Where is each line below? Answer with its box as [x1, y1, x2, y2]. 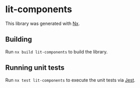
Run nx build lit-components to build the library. [5, 48, 108, 54]
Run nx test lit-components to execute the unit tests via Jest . [5, 77, 136, 83]
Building [5, 35, 32, 44]
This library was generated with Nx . [5, 20, 80, 26]
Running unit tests [5, 64, 65, 72]
